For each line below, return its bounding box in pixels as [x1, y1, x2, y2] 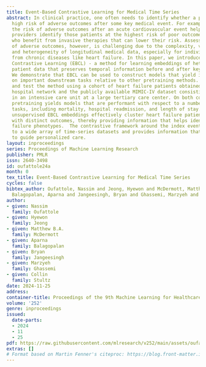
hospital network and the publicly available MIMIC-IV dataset [12, 89, 177, 95]
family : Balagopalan [12, 243, 64, 249]
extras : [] [6, 346, 34, 352]
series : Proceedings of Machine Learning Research [6, 145, 139, 152]
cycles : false [6, 180, 43, 187]
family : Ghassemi [12, 266, 56, 272]
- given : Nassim [6, 203, 48, 209]
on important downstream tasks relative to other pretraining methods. [12, 77, 199, 83]
